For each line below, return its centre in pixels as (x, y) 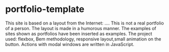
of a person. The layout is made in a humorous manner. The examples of (81, 28)
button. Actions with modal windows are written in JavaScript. (70, 44)
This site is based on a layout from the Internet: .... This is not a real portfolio (85, 23)
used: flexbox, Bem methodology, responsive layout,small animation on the (83, 39)
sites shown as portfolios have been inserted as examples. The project (79, 33)
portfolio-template (45, 9)
